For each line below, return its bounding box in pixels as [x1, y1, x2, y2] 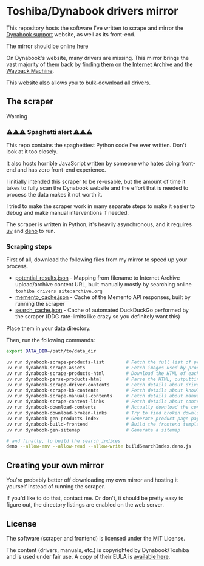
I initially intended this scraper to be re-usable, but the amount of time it [6, 178, 186, 186]
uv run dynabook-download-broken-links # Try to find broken [6, 410, 181, 416]
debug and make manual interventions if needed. [6, 209, 129, 217]
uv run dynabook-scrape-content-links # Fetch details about [6, 399, 183, 405]
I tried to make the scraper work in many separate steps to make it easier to [6, 203, 195, 210]
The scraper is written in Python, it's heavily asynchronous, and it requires [6, 221, 192, 228]
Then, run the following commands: [6, 337, 95, 344]
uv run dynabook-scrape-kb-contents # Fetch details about [6, 387, 183, 394]
